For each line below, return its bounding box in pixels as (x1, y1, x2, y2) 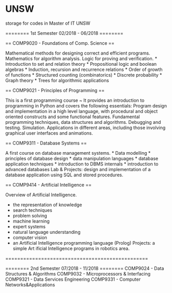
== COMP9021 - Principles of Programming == (5, 87, 105, 93)
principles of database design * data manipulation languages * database (5, 155, 158, 161)
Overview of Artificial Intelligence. (5, 191, 77, 198)
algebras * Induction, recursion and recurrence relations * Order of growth (5, 66, 163, 72)
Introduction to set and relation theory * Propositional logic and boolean (5, 61, 157, 67)
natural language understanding (12, 229, 81, 235)
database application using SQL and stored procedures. (5, 172, 123, 178)
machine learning (12, 218, 50, 224)
